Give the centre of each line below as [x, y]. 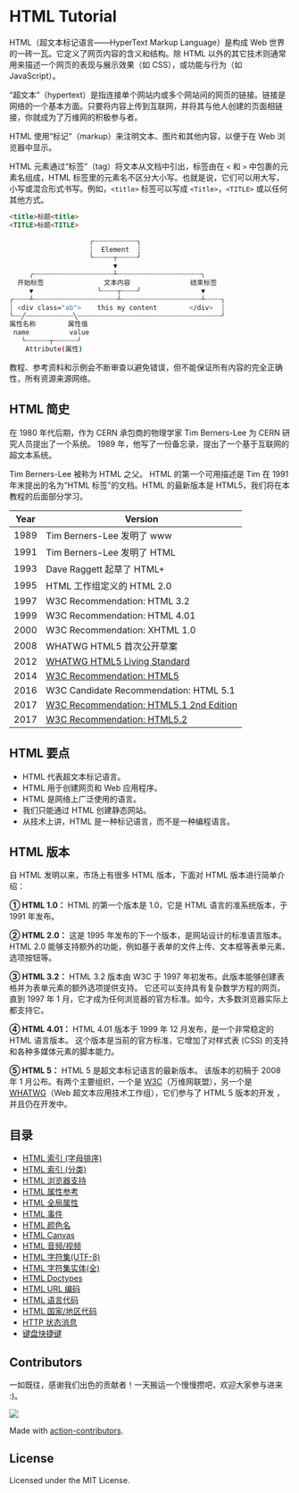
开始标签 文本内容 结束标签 [117, 283]
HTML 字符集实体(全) [61, 1268]
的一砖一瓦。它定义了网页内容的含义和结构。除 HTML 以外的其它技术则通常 [148, 53]
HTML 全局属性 [50, 1203]
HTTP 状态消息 [50, 1322]
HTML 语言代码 [50, 1300]
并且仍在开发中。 [41, 1104]
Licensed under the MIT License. [70, 1480]
